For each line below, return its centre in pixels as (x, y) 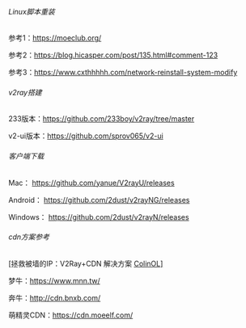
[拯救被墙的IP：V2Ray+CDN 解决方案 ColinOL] (86, 263)
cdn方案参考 (29, 237)
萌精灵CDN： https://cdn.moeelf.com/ (71, 315)
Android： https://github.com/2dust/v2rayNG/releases (99, 200)
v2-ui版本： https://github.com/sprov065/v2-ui (86, 136)
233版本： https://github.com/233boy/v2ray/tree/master (102, 119)
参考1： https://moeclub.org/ (55, 38)
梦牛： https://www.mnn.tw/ (55, 280)
